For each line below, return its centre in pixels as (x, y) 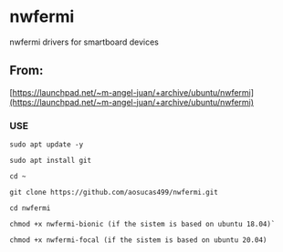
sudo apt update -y (47, 145)
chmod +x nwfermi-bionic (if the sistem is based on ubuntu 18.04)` (142, 225)
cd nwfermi (30, 208)
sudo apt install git (51, 161)
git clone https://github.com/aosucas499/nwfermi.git (114, 193)
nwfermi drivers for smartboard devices (84, 42)
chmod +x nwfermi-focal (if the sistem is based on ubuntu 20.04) (138, 240)
